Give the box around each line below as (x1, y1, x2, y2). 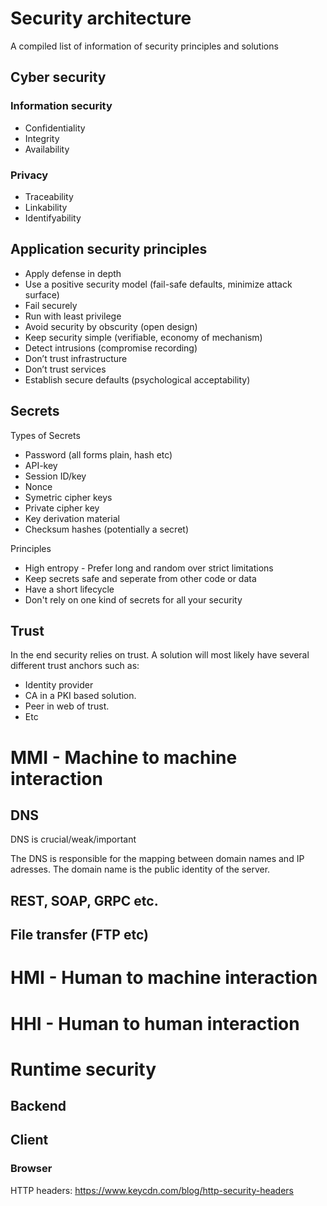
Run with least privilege (24, 310, 122, 322)
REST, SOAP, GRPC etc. (10, 892, 159, 909)
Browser (10, 1162, 53, 1176)
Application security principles (10, 241, 208, 258)
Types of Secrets (10, 429, 81, 441)
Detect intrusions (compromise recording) (24, 342, 198, 354)
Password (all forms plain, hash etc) (24, 448, 173, 461)
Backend (10, 1098, 67, 1115)
